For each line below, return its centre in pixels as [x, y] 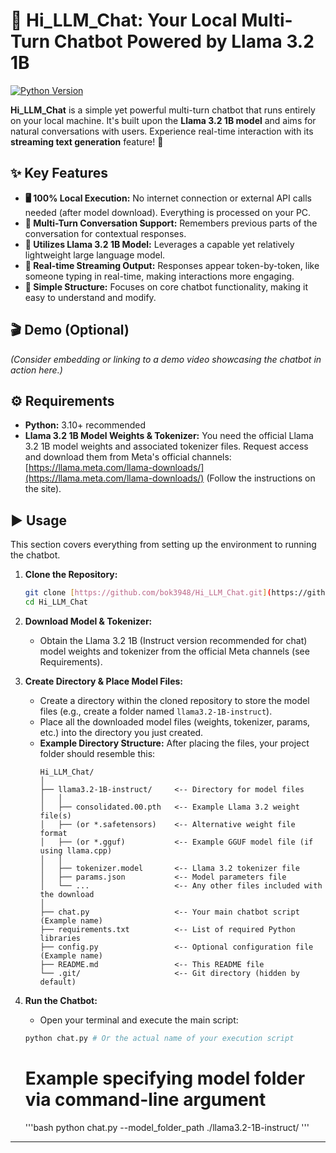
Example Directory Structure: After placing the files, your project [174, 743]
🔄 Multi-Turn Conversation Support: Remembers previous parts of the [171, 223]
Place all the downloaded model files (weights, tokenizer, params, [175, 721]
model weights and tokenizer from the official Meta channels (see [174, 651]
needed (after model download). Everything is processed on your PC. [168, 212]
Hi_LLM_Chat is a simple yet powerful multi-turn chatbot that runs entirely [163, 110]
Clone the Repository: [71, 575]
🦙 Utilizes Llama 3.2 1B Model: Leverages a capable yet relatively [159, 244]
